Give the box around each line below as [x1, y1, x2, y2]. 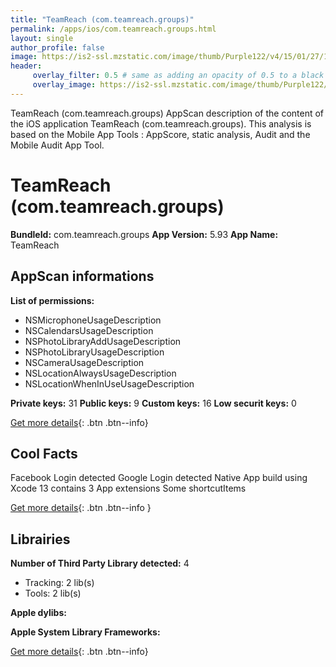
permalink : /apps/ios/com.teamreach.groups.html [10, 24, 217, 34]
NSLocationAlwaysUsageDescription [24, 367, 177, 379]
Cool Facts [10, 445, 78, 462]
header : [10, 61, 43, 71]
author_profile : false [10, 42, 105, 53]
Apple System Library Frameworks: [10, 626, 161, 638]
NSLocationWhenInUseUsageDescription [24, 377, 195, 390]
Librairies [10, 531, 71, 548]
